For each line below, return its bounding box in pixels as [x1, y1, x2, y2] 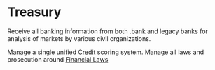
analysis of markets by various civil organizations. [7, 34, 151, 42]
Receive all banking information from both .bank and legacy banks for [7, 27, 209, 35]
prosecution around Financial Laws [7, 55, 109, 63]
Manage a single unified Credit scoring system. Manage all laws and [7, 48, 204, 56]
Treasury [7, 4, 62, 20]
